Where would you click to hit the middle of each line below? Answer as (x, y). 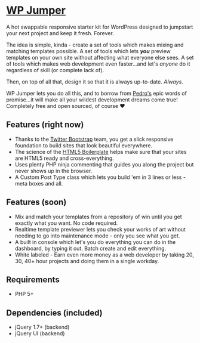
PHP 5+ (24, 294)
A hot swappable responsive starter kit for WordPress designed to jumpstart (100, 27)
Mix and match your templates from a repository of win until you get (98, 217)
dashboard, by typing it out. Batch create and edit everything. (90, 248)
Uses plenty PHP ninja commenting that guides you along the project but (104, 164)
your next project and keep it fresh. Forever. (60, 33)
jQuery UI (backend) (40, 333)
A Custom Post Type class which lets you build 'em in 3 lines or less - (100, 177)
